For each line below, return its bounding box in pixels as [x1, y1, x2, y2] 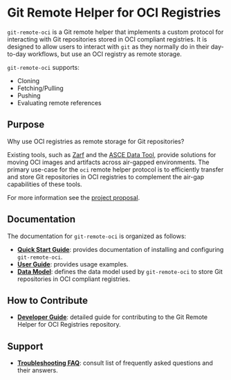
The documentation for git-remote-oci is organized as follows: [7, 232, 187, 240]
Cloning [17, 76, 40, 84]
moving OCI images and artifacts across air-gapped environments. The [7, 158, 210, 166]
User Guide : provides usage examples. [17, 260, 129, 268]
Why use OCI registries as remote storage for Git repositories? [7, 137, 185, 145]
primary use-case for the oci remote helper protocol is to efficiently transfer [7, 165, 224, 174]
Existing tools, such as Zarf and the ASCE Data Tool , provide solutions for [7, 150, 216, 159]
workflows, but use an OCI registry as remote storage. [27, 50, 182, 58]
